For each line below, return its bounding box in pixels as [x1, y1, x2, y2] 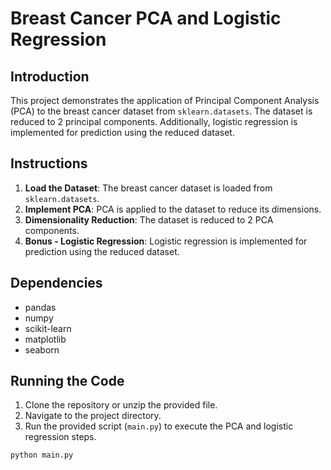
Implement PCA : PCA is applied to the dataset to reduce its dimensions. [24, 203, 322, 215]
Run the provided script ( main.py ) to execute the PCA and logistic [24, 420, 294, 432]
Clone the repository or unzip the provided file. [24, 399, 218, 411]
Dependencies [10, 275, 103, 292]
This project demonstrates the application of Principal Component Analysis [10, 95, 320, 106]
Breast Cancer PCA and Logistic [10, 7, 282, 30]
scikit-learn [24, 322, 72, 334]
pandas [24, 301, 57, 313]
